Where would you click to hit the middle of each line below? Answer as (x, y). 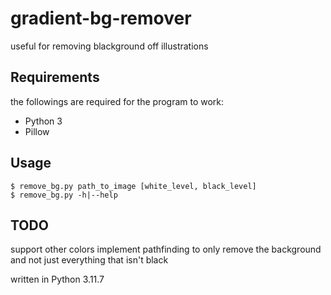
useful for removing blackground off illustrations (109, 46)
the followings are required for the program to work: (117, 101)
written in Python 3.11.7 (57, 279)
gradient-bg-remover (101, 18)
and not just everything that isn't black (89, 260)
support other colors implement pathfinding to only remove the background (166, 249)
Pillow (37, 131)
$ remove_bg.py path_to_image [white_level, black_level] (133, 186)
